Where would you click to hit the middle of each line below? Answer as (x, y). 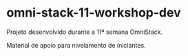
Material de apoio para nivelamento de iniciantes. (76, 45)
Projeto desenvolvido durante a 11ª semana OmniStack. (85, 32)
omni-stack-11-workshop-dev (94, 13)
